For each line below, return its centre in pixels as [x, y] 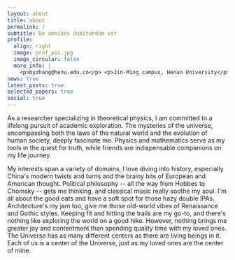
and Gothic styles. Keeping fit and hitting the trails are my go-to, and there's [116, 213]
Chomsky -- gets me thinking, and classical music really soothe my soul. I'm [117, 191]
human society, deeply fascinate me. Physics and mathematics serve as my [116, 140]
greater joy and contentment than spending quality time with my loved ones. [117, 228]
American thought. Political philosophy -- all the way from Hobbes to [106, 183]
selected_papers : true [40, 92]
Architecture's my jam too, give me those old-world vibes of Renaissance [113, 206]
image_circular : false [47, 59]
